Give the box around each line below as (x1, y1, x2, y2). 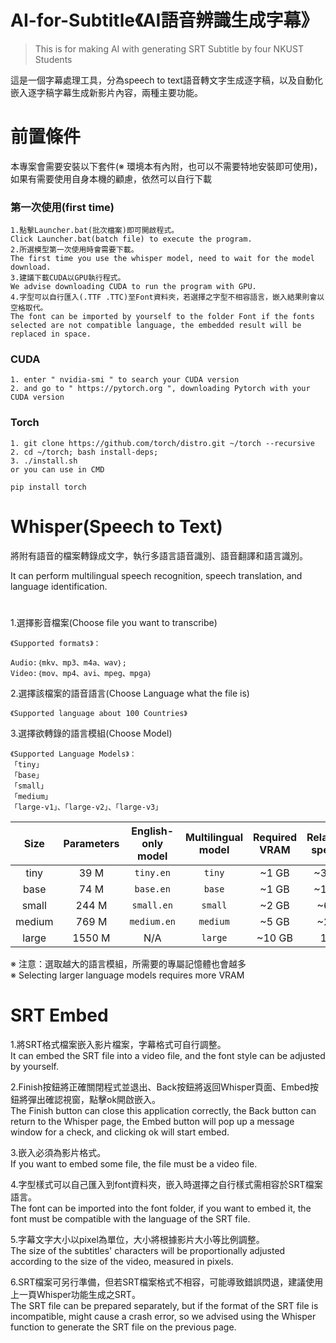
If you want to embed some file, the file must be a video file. (10, 1157, 258, 1170)
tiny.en (134, 867, 171, 878)
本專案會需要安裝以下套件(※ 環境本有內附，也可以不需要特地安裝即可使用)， (10, 160, 323, 172)
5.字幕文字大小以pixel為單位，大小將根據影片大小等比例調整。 (10, 1233, 265, 1245)
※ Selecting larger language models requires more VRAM (10, 969, 245, 981)
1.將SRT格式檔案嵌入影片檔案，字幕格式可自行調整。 (10, 1038, 227, 1050)
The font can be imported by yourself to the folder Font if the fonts (10, 312, 315, 322)
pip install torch (10, 482, 87, 492)
